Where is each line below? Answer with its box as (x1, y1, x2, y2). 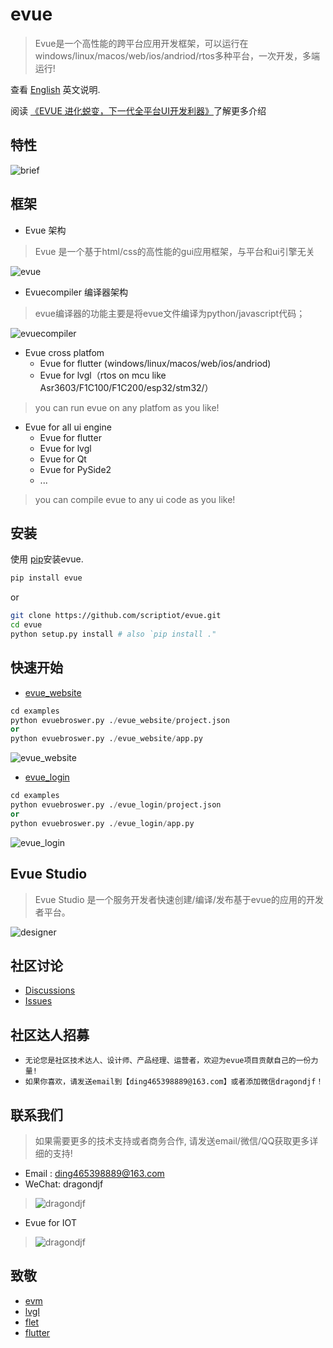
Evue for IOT (24, 1216, 77, 1228)
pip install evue (10, 573, 83, 583)
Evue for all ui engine (24, 421, 112, 433)
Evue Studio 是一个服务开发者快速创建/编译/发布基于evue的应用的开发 (34, 893, 324, 905)
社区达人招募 (10, 1026, 90, 1043)
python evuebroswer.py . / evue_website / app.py (10, 734, 203, 744)
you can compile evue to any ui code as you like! (34, 493, 236, 505)
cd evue (10, 620, 43, 630)
